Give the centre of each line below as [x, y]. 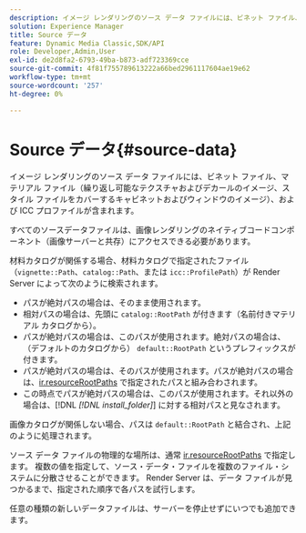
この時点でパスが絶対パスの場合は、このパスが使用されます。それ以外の [158, 394]
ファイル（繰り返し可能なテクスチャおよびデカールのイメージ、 [163, 188]
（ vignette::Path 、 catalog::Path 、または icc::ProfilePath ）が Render [145, 272]
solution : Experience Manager [67, 26]
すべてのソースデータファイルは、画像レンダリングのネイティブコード [140, 230]
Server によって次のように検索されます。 [87, 284]
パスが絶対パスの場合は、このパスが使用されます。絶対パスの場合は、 [154, 337]
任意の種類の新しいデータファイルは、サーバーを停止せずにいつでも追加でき [153, 508]
